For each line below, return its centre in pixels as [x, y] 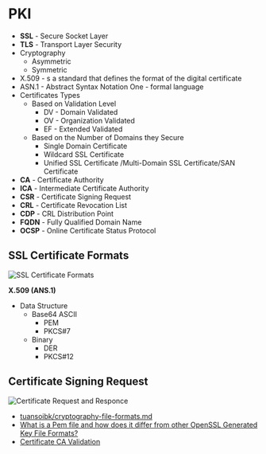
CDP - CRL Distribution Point [66, 213]
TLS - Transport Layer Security [71, 44]
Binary [42, 339]
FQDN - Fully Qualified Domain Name [81, 222]
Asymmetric [51, 61]
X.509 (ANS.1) [32, 290]
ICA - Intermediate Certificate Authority [84, 188]
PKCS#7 [57, 331]
